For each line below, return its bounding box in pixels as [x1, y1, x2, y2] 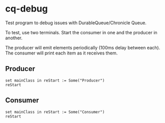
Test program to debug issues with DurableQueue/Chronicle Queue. [5, 20, 147, 26]
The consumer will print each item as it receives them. [5, 50, 118, 56]
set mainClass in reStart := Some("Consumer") [5, 109, 105, 114]
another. [5, 35, 23, 41]
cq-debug [5, 3, 48, 15]
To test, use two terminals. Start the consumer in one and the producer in [5, 29, 157, 35]
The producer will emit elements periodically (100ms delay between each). [5, 44, 160, 50]
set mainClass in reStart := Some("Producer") [5, 78, 105, 83]
